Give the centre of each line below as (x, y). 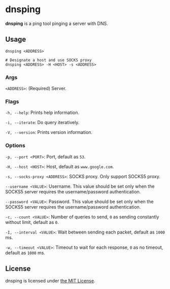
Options (15, 146)
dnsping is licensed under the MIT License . (50, 281)
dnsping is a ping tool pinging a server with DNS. (57, 23)
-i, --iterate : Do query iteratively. (42, 123)
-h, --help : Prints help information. (42, 112)
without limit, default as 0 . (32, 222)
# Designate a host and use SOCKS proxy (49, 60)
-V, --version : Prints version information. (49, 132)
